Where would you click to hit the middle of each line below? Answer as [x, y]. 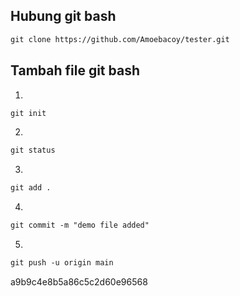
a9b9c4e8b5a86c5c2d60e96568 [79, 281]
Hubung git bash [63, 16]
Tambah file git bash [75, 70]
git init [28, 113]
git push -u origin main [62, 263]
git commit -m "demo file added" [80, 225]
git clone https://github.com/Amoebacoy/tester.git [120, 39]
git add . [31, 188]
